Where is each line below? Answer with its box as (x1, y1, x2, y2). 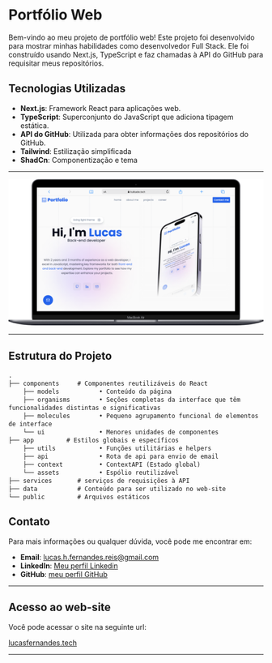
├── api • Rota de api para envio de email (23, 452, 219, 460)
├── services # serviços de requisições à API (8, 477, 190, 485)
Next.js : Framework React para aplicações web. (19, 103, 181, 113)
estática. (19, 120, 49, 130)
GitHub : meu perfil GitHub (19, 569, 108, 579)
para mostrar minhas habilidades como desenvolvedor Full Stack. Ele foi (8, 41, 249, 50)
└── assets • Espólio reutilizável (23, 468, 180, 477)
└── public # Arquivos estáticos (8, 493, 151, 501)
